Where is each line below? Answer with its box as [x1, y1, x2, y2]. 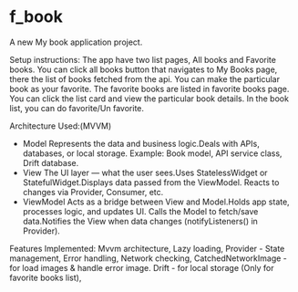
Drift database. [22, 157, 79, 168]
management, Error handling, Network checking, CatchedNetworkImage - [9, 253, 287, 264]
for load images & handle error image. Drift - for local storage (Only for [9, 262, 275, 273]
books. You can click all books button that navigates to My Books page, [9, 64, 278, 75]
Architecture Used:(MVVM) [9, 120, 112, 131]
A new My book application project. [9, 36, 143, 47]
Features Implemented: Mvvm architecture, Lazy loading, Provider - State [9, 243, 285, 254]
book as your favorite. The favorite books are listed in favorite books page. [9, 83, 290, 94]
